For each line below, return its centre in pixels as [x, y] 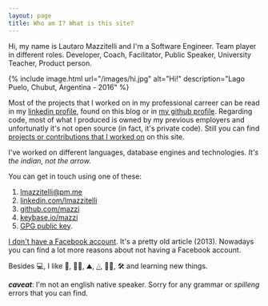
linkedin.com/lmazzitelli [58, 200]
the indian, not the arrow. [50, 160]
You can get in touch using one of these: [75, 176]
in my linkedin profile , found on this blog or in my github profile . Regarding [130, 111]
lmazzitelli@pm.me [51, 191]
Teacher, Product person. [50, 63]
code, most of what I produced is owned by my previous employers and [127, 119]
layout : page [30, 16]
